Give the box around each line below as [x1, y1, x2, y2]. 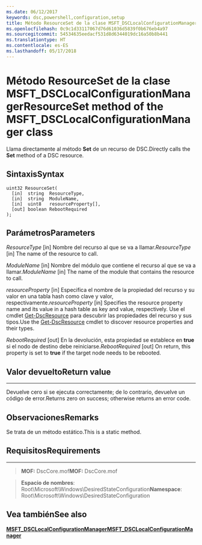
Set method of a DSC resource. [6, 151, 84, 159]
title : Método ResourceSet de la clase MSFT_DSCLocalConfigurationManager [6, 20, 198, 26]
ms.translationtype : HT [6, 37, 66, 43]
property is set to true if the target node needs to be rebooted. [6, 349, 161, 356]
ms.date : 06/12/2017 [6, 8, 58, 15]
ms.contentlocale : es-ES [6, 43, 69, 49]
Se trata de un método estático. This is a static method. [6, 428, 142, 435]
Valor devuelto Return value [6, 367, 111, 377]
